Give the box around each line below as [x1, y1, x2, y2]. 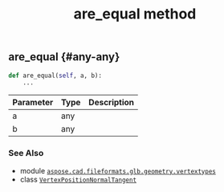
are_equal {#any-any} [8, 50, 120, 64]
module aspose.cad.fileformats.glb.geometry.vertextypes [19, 165, 217, 175]
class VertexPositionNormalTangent [19, 174, 137, 184]
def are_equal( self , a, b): [8, 71, 103, 80]
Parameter [12, 97, 54, 108]
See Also [8, 148, 44, 159]
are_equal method [73, 5, 197, 23]
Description [88, 97, 135, 108]
